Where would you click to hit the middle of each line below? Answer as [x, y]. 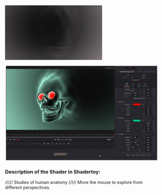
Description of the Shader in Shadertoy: [53, 172]
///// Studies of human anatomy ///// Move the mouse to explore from [74, 182]
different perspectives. [28, 188]
